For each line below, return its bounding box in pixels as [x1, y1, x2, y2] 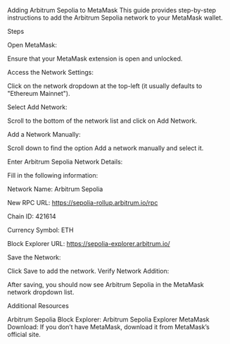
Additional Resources [7, 302, 69, 309]
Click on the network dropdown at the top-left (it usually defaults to [7, 82, 203, 90]
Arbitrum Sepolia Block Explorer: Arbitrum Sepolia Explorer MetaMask [7, 315, 210, 324]
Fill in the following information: [7, 171, 98, 179]
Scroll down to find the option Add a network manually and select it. [7, 144, 204, 152]
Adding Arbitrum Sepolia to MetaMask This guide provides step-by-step [7, 6, 217, 14]
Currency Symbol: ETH [7, 226, 74, 234]
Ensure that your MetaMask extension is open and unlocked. [7, 54, 183, 63]
